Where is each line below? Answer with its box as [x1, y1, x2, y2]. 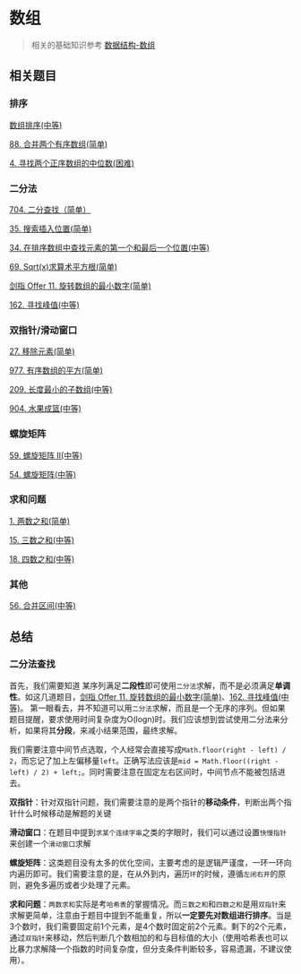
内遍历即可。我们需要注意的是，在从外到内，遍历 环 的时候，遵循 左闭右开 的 [9, 868, 279, 879]
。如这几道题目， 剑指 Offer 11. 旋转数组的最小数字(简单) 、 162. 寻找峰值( [17, 691, 281, 702]
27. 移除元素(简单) [9, 346, 75, 357]
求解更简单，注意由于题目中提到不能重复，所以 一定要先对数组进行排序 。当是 [9, 909, 292, 920]
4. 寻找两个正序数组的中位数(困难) [9, 158, 134, 168]
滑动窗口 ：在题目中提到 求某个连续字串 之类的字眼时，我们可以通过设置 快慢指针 [9, 826, 287, 838]
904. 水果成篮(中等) [9, 403, 82, 414]
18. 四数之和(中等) [9, 553, 75, 565]
